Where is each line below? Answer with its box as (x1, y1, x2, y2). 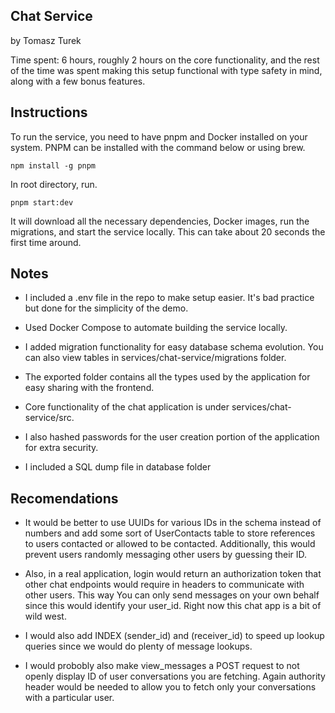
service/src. (24, 412, 75, 424)
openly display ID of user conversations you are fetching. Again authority (24, 670, 326, 683)
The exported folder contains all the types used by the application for (24, 371, 311, 383)
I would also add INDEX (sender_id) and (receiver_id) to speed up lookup (24, 630, 325, 642)
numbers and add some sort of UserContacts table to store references (24, 527, 316, 539)
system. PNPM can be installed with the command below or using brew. (10, 141, 306, 153)
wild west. (24, 610, 67, 623)
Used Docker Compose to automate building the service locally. (24, 322, 288, 334)
